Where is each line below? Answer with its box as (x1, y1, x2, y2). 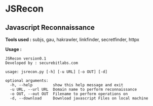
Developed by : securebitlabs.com (5, 61, 79, 66)
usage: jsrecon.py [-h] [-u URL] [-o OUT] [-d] (5, 69, 108, 74)
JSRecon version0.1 (5, 56, 47, 61)
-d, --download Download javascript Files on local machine (10, 96, 148, 101)
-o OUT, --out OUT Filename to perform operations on (10, 91, 128, 96)
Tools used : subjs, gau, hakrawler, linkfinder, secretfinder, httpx (5, 36, 140, 42)
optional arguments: (5, 78, 49, 83)
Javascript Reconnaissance (5, 23, 95, 32)
